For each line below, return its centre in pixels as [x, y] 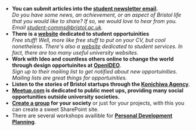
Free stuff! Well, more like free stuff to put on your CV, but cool [88, 40]
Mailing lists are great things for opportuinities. [69, 78]
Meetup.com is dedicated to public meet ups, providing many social [97, 90]
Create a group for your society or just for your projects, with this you [98, 103]
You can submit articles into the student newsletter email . [85, 9]
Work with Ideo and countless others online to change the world [93, 59]
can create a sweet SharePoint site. [55, 109]
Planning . [24, 122]
